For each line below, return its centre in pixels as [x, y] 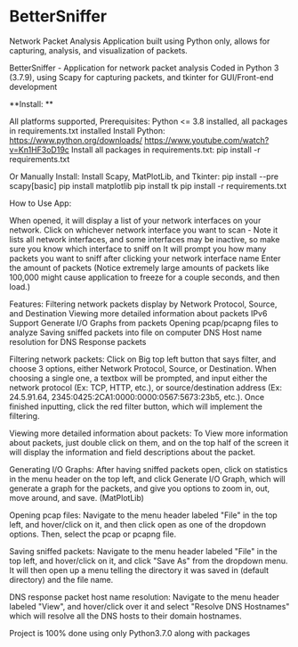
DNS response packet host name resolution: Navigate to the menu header [145, 597]
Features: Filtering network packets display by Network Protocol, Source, [143, 304]
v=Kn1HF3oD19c [39, 150]
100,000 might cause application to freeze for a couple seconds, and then [145, 277]
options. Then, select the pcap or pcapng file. [93, 534]
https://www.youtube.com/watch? [207, 140]
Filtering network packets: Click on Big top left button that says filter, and [143, 359]
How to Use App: [40, 203]
